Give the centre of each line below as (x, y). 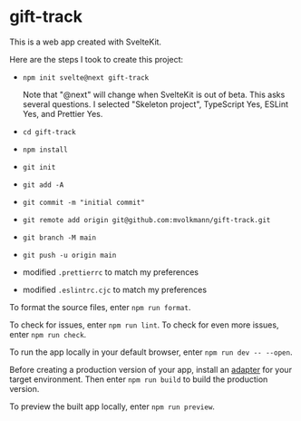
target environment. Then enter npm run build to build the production (139, 379)
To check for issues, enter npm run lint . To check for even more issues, (144, 325)
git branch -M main (59, 238)
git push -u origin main (69, 255)
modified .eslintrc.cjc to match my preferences (114, 289)
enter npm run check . (48, 334)
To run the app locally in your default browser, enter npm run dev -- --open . (151, 352)
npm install (45, 150)
